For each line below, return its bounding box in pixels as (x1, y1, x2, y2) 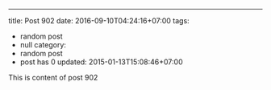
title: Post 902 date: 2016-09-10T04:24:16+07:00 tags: (8, 16, 190, 25)
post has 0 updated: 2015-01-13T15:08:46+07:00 (19, 57, 183, 67)
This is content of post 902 (8, 73, 98, 82)
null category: (19, 40, 67, 49)
